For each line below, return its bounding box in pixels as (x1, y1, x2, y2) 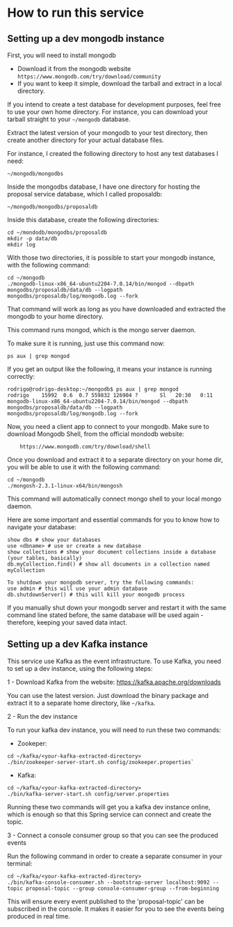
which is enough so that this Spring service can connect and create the (7, 810, 212, 818)
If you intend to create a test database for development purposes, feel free (7, 100, 221, 109)
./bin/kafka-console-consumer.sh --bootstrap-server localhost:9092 (7, 879, 210, 886)
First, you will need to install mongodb (7, 51, 116, 59)
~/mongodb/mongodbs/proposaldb (7, 203, 98, 210)
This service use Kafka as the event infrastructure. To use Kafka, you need (7, 657, 221, 665)
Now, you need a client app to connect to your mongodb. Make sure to (7, 423, 210, 430)
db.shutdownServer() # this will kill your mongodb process (7, 591, 186, 598)
